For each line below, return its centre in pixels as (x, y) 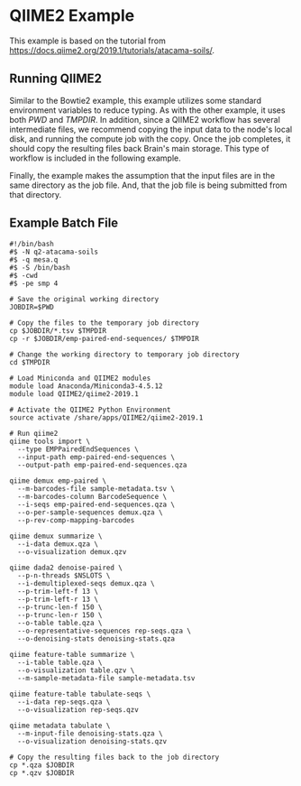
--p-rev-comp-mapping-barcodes (76, 520)
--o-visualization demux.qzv (72, 551)
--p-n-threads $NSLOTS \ (64, 575)
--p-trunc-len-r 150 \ (60, 615)
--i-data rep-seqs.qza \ (64, 702)
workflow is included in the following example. (96, 158)
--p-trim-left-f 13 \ (58, 591)
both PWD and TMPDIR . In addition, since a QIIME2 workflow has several (145, 119)
